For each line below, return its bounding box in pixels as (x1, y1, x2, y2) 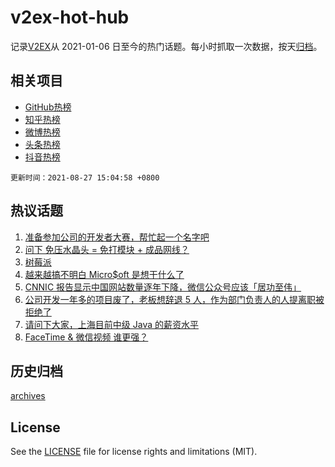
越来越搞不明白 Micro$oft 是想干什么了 (24, 268, 185, 280)
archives (10, 390, 46, 402)
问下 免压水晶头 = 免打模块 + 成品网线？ (24, 243, 190, 255)
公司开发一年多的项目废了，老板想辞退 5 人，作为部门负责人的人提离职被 (24, 293, 325, 305)
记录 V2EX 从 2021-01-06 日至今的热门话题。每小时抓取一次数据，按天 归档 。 (10, 40, 323, 52)
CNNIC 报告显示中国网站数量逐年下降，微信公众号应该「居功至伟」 (24, 281, 302, 293)
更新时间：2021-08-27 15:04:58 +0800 (10, 172, 160, 183)
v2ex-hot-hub (10, 6, 130, 29)
